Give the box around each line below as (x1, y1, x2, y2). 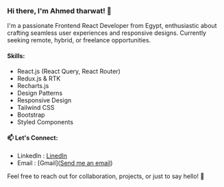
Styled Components (16, 117, 74, 126)
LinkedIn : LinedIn (16, 152, 67, 160)
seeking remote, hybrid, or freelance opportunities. (7, 36, 151, 44)
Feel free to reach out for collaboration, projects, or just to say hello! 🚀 (7, 172, 205, 180)
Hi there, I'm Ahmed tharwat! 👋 (7, 6, 112, 16)
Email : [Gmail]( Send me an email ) (16, 158, 113, 167)
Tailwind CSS (16, 103, 55, 111)
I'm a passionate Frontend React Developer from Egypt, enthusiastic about (7, 22, 217, 30)
